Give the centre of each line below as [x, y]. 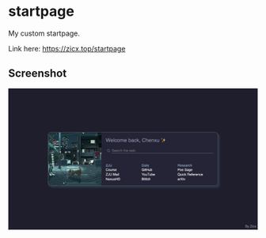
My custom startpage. [44, 33]
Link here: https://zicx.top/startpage [67, 48]
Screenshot [38, 74]
